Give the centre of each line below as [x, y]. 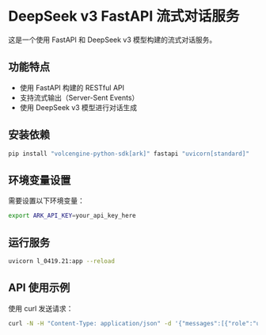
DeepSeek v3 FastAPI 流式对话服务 [124, 16]
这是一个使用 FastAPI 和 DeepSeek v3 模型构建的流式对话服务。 [112, 40]
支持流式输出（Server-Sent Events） [79, 97]
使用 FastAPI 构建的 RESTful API [72, 87]
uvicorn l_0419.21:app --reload [61, 261]
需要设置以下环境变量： [46, 201]
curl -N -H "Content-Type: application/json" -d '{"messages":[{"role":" [133, 323]
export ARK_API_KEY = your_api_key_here [72, 216]
